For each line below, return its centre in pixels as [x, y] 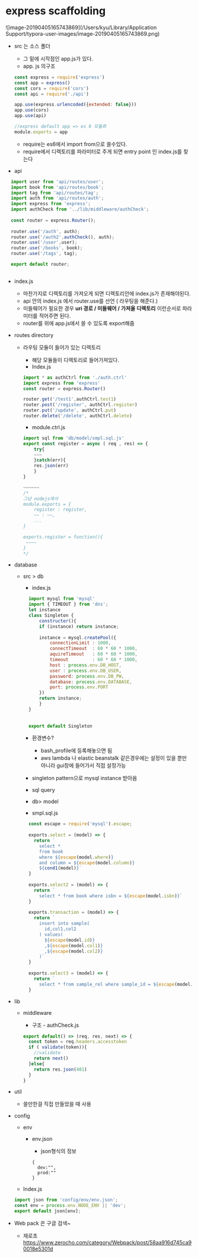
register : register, [60, 510]
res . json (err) [51, 466]
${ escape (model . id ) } [70, 940]
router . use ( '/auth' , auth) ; [46, 231]
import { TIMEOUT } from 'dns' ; [68, 605]
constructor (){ [58, 621]
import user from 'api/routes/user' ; [58, 182]
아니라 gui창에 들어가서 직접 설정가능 [83, 766]
